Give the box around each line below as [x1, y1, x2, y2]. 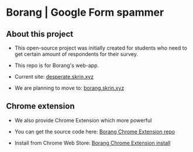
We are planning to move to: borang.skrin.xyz [14, 84, 125, 91]
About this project [6, 29, 74, 39]
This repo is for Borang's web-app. [14, 62, 99, 69]
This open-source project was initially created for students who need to [14, 44, 187, 51]
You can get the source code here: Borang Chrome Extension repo [14, 128, 175, 135]
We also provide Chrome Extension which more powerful [14, 116, 152, 123]
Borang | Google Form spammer [6, 6, 164, 19]
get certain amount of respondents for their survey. [14, 51, 139, 58]
